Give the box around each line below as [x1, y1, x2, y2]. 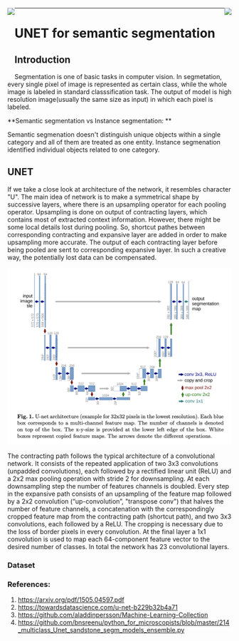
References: [7, 579, 51, 589]
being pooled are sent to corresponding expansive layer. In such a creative [7, 245, 226, 254]
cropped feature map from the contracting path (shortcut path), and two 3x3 [7, 512, 232, 521]
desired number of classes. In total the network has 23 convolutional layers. [7, 542, 230, 551]
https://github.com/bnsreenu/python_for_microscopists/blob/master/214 [17, 618, 230, 627]
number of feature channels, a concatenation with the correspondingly [7, 504, 215, 513]
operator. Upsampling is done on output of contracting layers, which [7, 207, 208, 216]
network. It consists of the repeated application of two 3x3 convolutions [7, 459, 218, 467]
